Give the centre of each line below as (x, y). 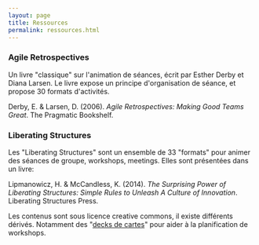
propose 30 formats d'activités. (59, 91)
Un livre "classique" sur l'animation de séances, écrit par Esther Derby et (126, 75)
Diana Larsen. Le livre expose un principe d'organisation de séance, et (122, 82)
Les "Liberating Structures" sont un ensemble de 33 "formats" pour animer (129, 152)
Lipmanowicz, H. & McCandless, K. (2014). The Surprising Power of (117, 184)
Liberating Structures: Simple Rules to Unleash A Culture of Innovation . (123, 192)
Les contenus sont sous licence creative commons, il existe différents (121, 216)
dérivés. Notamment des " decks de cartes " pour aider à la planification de (128, 224)
